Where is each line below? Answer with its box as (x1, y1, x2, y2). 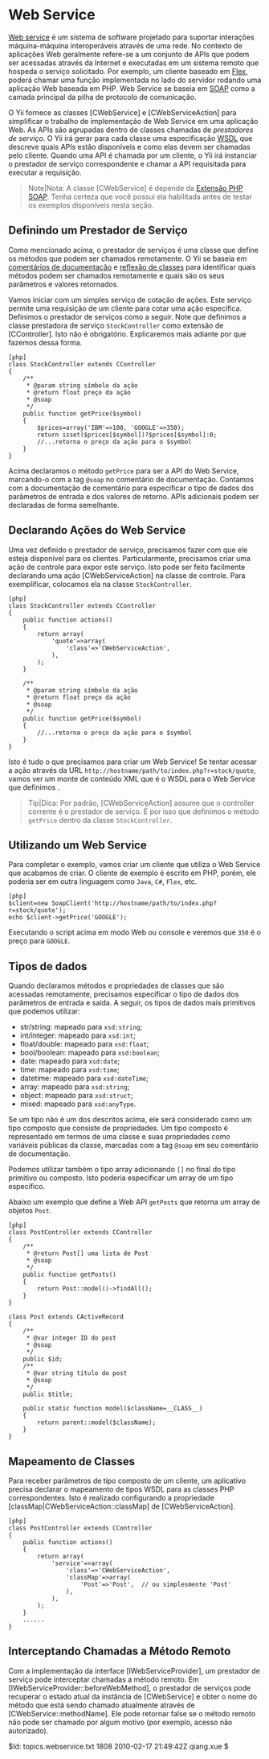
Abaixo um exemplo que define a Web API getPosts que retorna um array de (8, 1197, 261, 1207)
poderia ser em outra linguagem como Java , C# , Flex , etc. (8, 877, 198, 886)
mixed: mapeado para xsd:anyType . (19, 1099, 137, 1109)
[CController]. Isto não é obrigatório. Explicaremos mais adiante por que (8, 328, 247, 339)
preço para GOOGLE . (8, 936, 71, 946)
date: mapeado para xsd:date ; (19, 1056, 120, 1066)
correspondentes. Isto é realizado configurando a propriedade (8, 1493, 215, 1502)
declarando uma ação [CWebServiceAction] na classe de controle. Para (8, 570, 246, 580)
